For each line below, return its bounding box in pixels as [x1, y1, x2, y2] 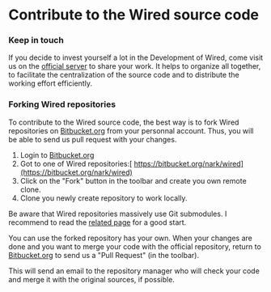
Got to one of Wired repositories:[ [19, 159, 133, 168]
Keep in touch [8, 35, 65, 46]
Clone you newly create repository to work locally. [19, 193, 188, 203]
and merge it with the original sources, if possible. [8, 274, 176, 284]
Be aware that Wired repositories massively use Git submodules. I [8, 209, 227, 218]
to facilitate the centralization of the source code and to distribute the [8, 70, 240, 80]
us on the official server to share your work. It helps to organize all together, [8, 61, 261, 71]
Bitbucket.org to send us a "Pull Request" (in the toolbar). [8, 250, 200, 260]
